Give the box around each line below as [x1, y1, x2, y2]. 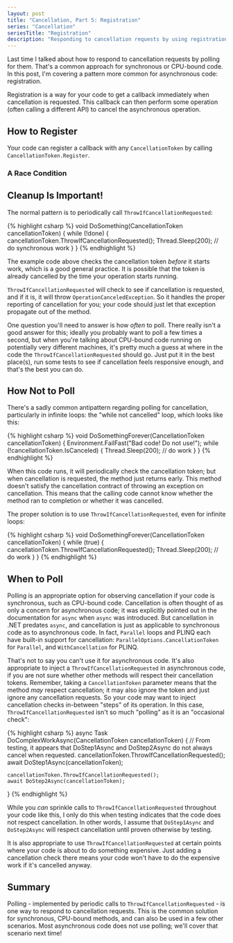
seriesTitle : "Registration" [7, 29, 92, 37]
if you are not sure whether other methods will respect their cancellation [7, 671, 214, 680]
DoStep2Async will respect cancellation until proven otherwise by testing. [7, 826, 213, 834]
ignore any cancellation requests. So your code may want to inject [7, 693, 196, 702]
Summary [7, 881, 51, 893]
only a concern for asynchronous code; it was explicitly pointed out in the [7, 606, 217, 614]
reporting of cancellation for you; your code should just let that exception [7, 300, 216, 309]
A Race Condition [7, 168, 67, 178]
